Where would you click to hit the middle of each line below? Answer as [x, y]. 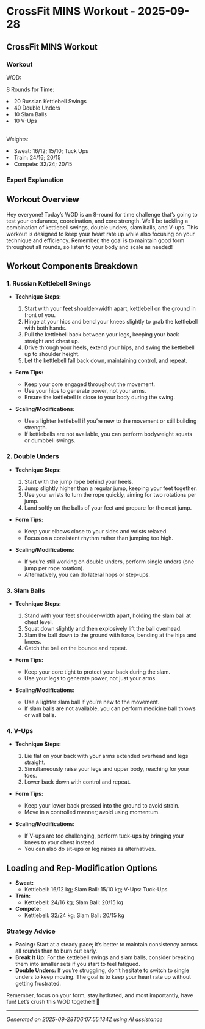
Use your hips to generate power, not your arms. [85, 391]
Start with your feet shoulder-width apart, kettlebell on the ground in [110, 309]
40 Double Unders [37, 108]
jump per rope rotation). [54, 568]
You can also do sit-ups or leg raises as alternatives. [90, 849]
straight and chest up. [52, 341]
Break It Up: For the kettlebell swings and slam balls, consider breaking [105, 957]
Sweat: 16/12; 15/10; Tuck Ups [51, 150]
